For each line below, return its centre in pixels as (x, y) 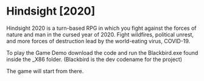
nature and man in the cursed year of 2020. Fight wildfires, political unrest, (100, 34)
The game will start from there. (45, 71)
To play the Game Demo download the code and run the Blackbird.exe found (102, 52)
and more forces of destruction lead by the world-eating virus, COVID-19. (98, 41)
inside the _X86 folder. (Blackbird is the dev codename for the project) (94, 59)
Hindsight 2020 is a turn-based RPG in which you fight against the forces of (101, 28)
